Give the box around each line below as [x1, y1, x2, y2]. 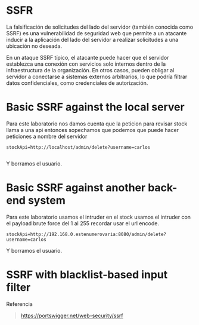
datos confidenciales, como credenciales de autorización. [6, 79, 148, 87]
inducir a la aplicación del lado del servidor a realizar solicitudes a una [6, 36, 179, 43]
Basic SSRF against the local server [6, 100, 185, 114]
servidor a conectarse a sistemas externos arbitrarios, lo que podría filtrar [6, 73, 188, 80]
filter [6, 281, 31, 294]
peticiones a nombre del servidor [6, 133, 88, 140]
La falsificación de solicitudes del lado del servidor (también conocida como [6, 23, 194, 30]
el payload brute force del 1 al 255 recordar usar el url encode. [6, 219, 160, 227]
